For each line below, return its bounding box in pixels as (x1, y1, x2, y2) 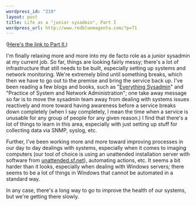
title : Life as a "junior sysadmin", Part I (6, 19, 116, 25)
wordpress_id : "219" (6, 8, 57, 15)
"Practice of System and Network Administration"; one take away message (6, 90, 187, 97)
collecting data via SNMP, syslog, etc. (6, 127, 98, 134)
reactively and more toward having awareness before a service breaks (6, 102, 176, 109)
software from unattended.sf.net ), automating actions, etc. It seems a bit (6, 157, 181, 164)
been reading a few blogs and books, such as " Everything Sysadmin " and (6, 83, 184, 91)
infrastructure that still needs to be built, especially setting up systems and (6, 65, 186, 72)
